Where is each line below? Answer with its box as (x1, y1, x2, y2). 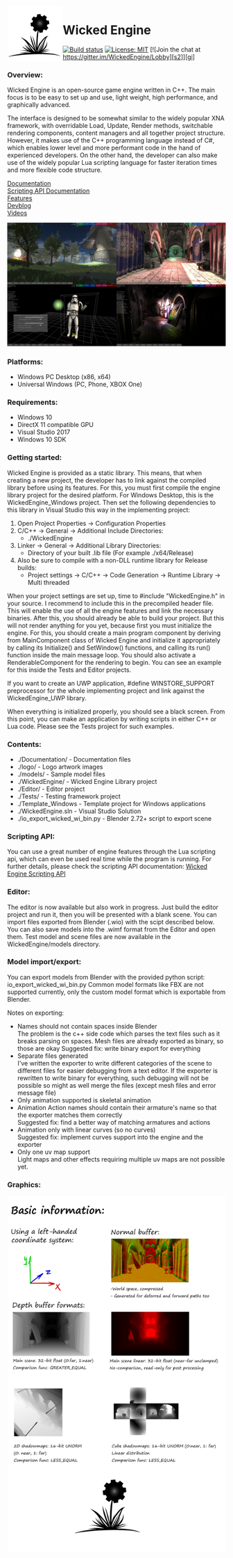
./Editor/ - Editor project (17, 785, 85, 793)
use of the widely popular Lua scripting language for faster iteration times (7, 159, 217, 167)
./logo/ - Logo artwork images (17, 762, 103, 771)
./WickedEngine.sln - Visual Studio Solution (17, 807, 141, 815)
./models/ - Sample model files (17, 770, 105, 778)
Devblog (7, 202, 31, 210)
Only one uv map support (17, 1148, 90, 1156)
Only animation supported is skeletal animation (17, 1095, 151, 1104)
